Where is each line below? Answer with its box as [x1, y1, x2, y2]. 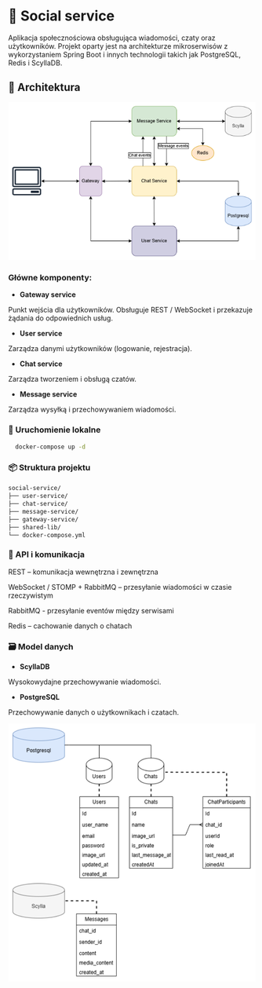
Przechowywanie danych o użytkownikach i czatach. [8, 708, 179, 717]
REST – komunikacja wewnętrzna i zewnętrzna [8, 567, 158, 576]
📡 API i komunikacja [8, 549, 85, 560]
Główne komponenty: [8, 272, 93, 283]
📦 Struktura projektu [8, 463, 91, 474]
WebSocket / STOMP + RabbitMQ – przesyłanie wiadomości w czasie [8, 582, 232, 591]
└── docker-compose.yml [8, 531, 86, 539]
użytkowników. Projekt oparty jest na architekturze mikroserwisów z [8, 41, 228, 50]
